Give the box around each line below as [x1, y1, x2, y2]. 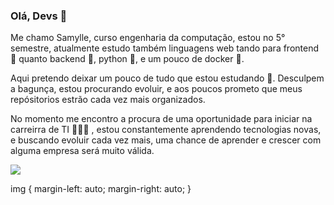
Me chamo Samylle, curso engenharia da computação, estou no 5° [10, 32, 286, 44]
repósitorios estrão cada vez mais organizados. [10, 94, 206, 106]
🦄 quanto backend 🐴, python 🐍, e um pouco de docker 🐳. [10, 53, 245, 65]
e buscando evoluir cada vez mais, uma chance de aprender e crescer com [10, 134, 322, 146]
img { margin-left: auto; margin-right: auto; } [10, 183, 192, 195]
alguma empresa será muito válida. [10, 145, 155, 157]
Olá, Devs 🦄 [10, 9, 68, 23]
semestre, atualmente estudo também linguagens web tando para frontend [10, 42, 320, 54]
